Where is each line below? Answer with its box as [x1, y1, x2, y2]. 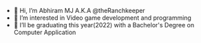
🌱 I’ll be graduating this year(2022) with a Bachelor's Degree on [13, 21, 195, 29]
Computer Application [13, 28, 76, 36]
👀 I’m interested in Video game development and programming [13, 14, 191, 22]
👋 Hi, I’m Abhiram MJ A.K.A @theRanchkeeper [13, 7, 146, 14]
